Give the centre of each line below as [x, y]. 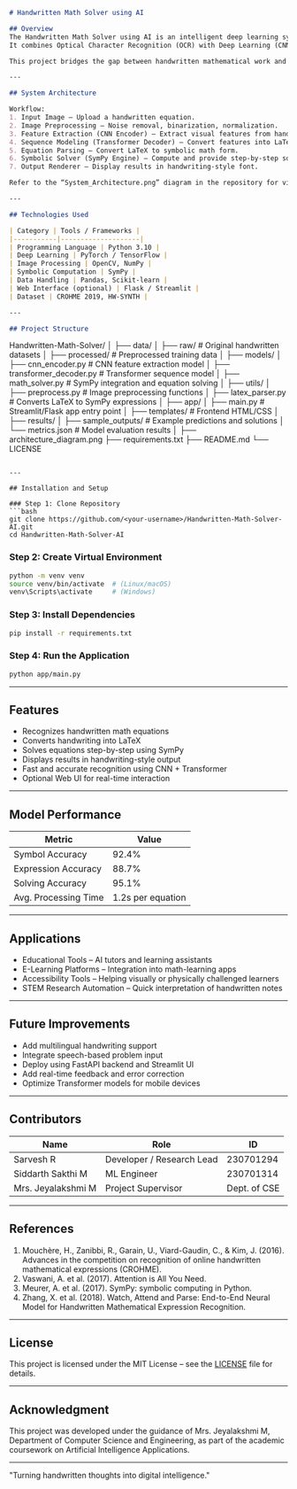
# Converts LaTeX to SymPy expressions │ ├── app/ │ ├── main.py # [137, 402]
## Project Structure [49, 329]
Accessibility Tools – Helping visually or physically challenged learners [151, 979]
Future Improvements [70, 1024]
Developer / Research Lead [161, 1159]
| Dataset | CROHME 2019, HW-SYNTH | [79, 297]
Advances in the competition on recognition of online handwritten [141, 1260]
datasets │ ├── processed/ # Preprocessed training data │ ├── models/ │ [145, 355]
